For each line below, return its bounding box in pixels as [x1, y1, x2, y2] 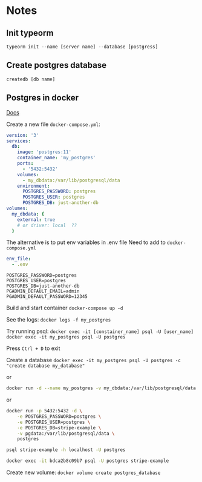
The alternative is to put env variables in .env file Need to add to [6, 239, 166, 246]
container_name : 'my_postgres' [17, 155, 96, 161]
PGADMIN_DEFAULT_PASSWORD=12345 [6, 294, 88, 300]
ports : [17, 160, 34, 167]
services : [6, 137, 31, 144]
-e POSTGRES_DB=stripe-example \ [17, 424, 102, 431]
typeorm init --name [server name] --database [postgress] [6, 44, 158, 50]
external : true [17, 216, 56, 223]
